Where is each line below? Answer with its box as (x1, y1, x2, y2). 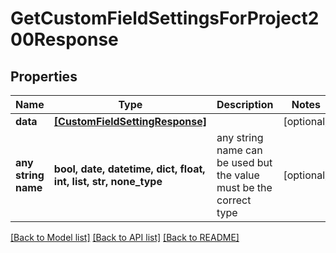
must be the (216, 181, 273, 194)
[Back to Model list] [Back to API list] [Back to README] (10, 232, 240, 243)
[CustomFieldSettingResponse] (53, 115, 207, 128)
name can (216, 143, 263, 157)
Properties (10, 68, 78, 85)
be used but (216, 156, 273, 169)
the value (216, 168, 260, 182)
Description (216, 98, 274, 111)
